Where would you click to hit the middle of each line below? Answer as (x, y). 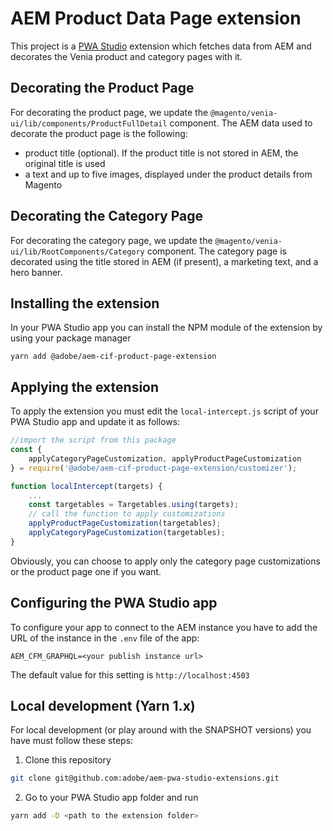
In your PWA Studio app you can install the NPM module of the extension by (166, 328)
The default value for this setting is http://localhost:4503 (130, 674)
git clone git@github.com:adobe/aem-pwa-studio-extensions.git (145, 778)
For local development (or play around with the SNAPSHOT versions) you (161, 730)
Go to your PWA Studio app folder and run (111, 798)
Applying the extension (85, 387)
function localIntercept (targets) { (86, 486)
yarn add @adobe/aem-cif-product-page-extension (113, 357)
